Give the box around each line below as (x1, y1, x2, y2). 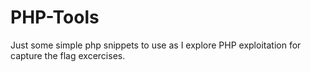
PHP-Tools (10, 6, 100, 29)
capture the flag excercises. (10, 49, 126, 61)
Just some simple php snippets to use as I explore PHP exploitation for (10, 39, 302, 51)
